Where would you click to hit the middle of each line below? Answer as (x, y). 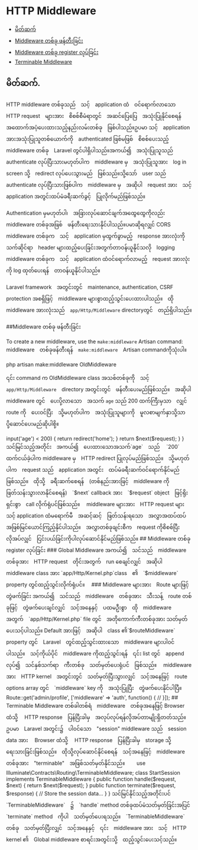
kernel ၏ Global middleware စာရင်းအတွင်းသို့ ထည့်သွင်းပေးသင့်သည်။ (92, 839)
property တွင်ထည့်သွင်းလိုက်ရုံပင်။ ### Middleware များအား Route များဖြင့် (98, 584)
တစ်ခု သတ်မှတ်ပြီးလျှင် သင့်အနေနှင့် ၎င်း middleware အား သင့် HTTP (96, 827)
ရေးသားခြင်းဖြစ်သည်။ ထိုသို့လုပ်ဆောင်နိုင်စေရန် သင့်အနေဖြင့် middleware (95, 752)
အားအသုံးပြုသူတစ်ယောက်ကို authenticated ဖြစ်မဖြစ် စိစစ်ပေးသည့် (88, 139)
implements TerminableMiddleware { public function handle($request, (91, 779)
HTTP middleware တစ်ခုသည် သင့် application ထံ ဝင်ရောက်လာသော (91, 104)
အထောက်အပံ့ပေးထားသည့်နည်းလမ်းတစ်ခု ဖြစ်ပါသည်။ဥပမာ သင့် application (98, 127)
